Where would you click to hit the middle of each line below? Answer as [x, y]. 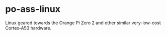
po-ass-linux [33, 9]
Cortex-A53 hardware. [28, 28]
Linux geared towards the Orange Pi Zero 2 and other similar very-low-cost [83, 23]
